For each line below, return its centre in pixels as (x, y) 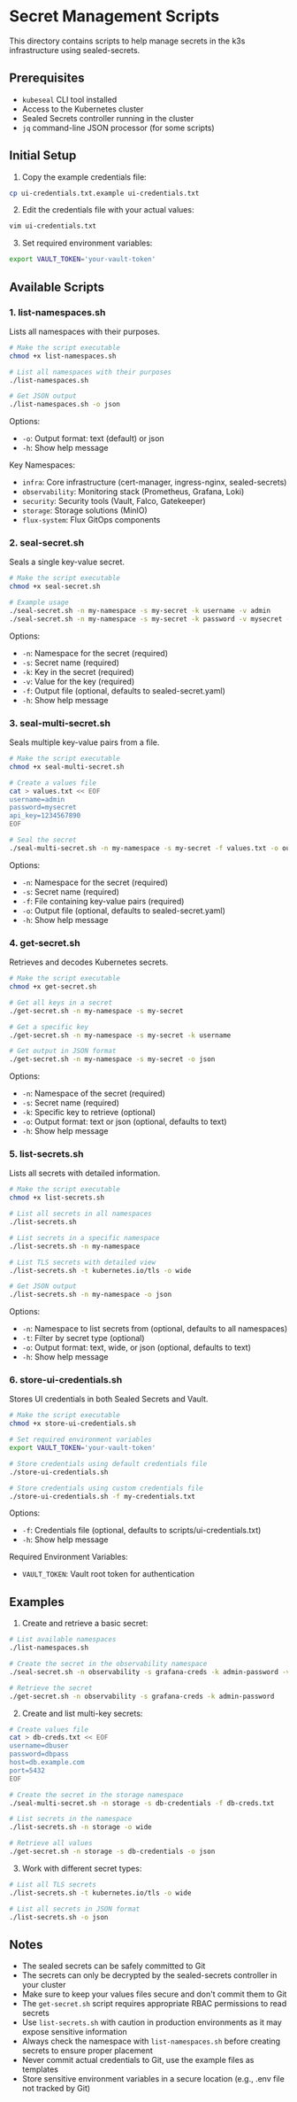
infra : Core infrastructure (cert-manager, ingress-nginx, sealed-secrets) (154, 482)
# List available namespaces (63, 1640)
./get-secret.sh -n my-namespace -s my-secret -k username (120, 1035)
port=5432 (27, 1770)
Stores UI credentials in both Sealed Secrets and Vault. (109, 1399)
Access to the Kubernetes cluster (83, 109)
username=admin (37, 799)
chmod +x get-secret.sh (53, 987)
